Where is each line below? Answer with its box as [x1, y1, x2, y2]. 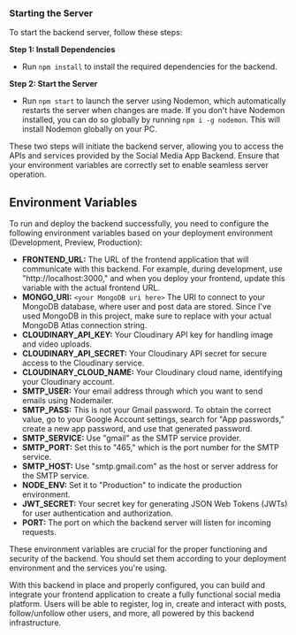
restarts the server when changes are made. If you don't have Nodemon [21, 105, 285, 116]
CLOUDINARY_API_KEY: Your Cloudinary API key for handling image [21, 330, 274, 340]
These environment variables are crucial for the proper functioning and [9, 544, 268, 555]
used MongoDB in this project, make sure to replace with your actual [21, 310, 272, 321]
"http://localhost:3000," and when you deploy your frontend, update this [21, 273, 285, 284]
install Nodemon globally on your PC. [21, 124, 157, 134]
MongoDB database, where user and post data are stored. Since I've [21, 302, 272, 312]
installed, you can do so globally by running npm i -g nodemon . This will [21, 114, 281, 126]
